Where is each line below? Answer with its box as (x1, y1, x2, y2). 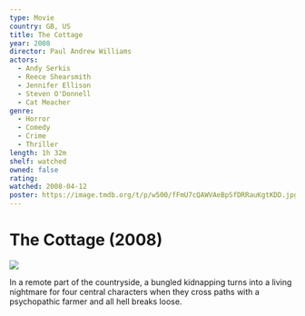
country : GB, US (9, 22, 71, 31)
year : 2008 (9, 38, 51, 48)
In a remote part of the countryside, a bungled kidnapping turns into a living (9, 276, 292, 287)
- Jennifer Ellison (17, 81, 92, 90)
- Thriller (17, 140, 59, 149)
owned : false (9, 165, 59, 174)
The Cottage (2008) (9, 230, 163, 251)
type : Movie (9, 13, 54, 23)
